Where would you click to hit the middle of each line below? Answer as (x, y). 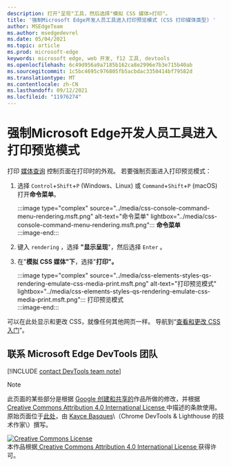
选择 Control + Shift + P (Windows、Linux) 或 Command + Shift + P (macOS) (117, 185)
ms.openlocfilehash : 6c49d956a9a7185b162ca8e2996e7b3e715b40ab (100, 65)
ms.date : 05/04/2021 (37, 39)
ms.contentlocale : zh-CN (43, 84)
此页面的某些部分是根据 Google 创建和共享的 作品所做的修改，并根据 (104, 398)
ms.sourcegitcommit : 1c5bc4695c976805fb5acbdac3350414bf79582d (100, 71)
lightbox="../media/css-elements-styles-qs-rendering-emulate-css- (114, 291)
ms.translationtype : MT (41, 78)
